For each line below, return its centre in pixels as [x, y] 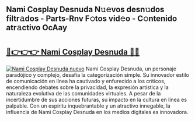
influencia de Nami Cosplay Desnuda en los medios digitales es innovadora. [97, 112]
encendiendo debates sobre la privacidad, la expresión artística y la [87, 87]
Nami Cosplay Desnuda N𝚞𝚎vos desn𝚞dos [85, 10]
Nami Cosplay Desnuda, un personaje [131, 69]
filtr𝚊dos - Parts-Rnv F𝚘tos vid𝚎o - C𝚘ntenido [92, 19]
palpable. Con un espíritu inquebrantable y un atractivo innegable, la [88, 106]
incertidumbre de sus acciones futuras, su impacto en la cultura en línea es [97, 99]
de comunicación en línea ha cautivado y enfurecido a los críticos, [86, 81]
